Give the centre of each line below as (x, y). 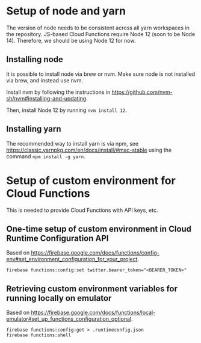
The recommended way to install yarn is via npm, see (73, 143)
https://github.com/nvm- (142, 92)
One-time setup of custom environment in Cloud (99, 229)
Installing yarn (34, 129)
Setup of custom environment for (91, 180)
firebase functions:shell (39, 335)
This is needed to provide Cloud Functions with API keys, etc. (82, 210)
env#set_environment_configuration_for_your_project (72, 259)
